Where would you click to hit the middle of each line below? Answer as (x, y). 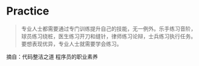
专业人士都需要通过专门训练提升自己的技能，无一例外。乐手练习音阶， (109, 28)
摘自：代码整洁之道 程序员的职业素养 (52, 56)
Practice (28, 11)
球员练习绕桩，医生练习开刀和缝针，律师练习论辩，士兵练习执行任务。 (109, 36)
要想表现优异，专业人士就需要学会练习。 (71, 44)
